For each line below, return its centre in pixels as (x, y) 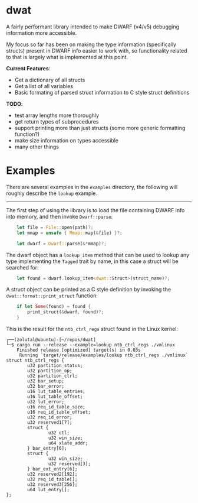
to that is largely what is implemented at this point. (67, 57)
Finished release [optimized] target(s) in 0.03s (79, 350)
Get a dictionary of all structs (50, 80)
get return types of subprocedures (57, 121)
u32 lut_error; (46, 402)
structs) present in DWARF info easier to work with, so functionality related (97, 50)
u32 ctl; (59, 433)
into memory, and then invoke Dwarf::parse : (60, 216)
